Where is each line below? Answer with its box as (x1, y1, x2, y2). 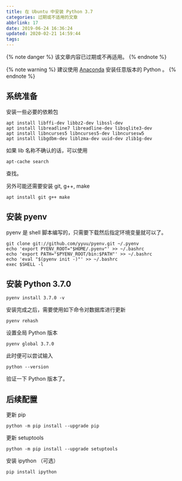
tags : (6, 36, 20, 42)
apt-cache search (6, 159, 49, 164)
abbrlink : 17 (6, 20, 39, 26)
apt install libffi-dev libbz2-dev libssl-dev (6, 120, 123, 126)
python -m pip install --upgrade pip (6, 423, 100, 429)
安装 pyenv (6, 212, 47, 222)
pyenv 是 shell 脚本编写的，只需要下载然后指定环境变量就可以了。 (6, 229, 167, 236)
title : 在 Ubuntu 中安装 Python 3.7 (6, 8, 93, 15)
